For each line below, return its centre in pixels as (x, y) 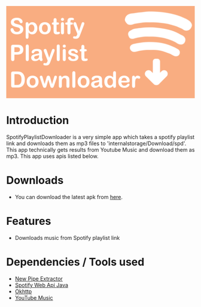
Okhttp (23, 291)
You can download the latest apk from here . (69, 197)
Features (29, 221)
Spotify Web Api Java (42, 285)
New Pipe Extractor (39, 278)
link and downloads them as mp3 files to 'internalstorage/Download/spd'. (96, 143)
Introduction (38, 121)
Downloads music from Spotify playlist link (67, 237)
